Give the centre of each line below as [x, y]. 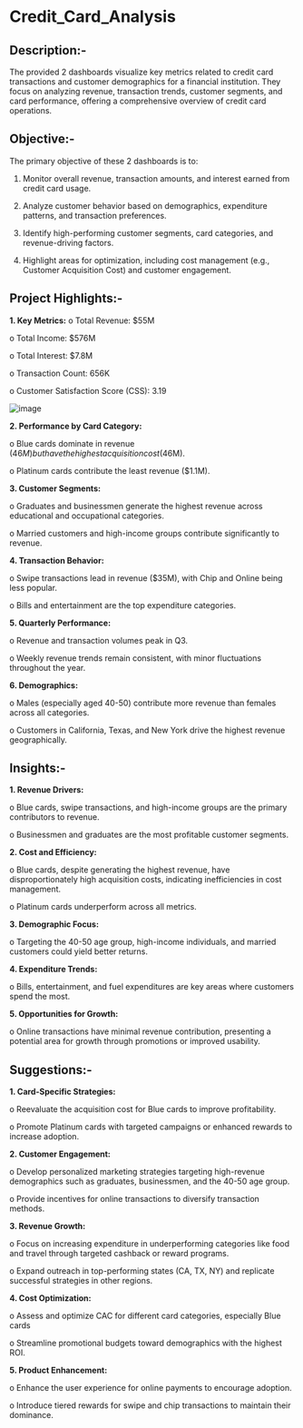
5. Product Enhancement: [59, 1370]
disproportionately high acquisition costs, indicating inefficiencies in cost [146, 880]
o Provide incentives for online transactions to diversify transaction [135, 1199]
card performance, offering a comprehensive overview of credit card [138, 101]
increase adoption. [44, 1137]
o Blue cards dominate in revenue [72, 443]
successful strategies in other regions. [81, 1281]
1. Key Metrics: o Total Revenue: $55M [82, 320]
